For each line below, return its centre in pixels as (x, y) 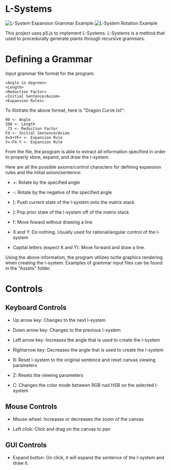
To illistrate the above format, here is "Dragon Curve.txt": (65, 110)
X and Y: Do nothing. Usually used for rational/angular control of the (84, 232)
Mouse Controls (31, 407)
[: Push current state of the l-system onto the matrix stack (74, 202)
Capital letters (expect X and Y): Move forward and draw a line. (79, 247)
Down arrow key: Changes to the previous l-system (67, 330)
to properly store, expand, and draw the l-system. (57, 157)
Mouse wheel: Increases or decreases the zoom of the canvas (78, 419)
